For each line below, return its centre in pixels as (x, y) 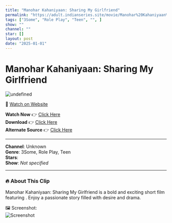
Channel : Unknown (26, 146)
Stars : (12, 157)
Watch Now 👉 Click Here (33, 114)
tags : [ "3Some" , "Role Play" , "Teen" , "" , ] (53, 20)
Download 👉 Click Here (31, 122)
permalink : (17, 15)
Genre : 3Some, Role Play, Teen (38, 152)
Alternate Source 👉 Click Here (39, 129)
